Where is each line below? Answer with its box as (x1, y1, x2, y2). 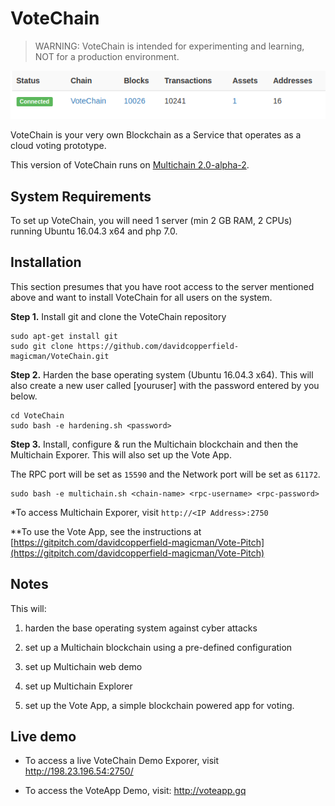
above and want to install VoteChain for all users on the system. (10, 291, 273, 303)
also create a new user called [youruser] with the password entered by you (10, 379, 320, 391)
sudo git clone (10, 341, 74, 351)
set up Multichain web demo (24, 660, 143, 672)
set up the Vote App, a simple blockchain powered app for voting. (24, 699, 295, 711)
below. (10, 390, 38, 402)
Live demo (10, 728, 77, 746)
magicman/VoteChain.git (10, 351, 110, 361)
